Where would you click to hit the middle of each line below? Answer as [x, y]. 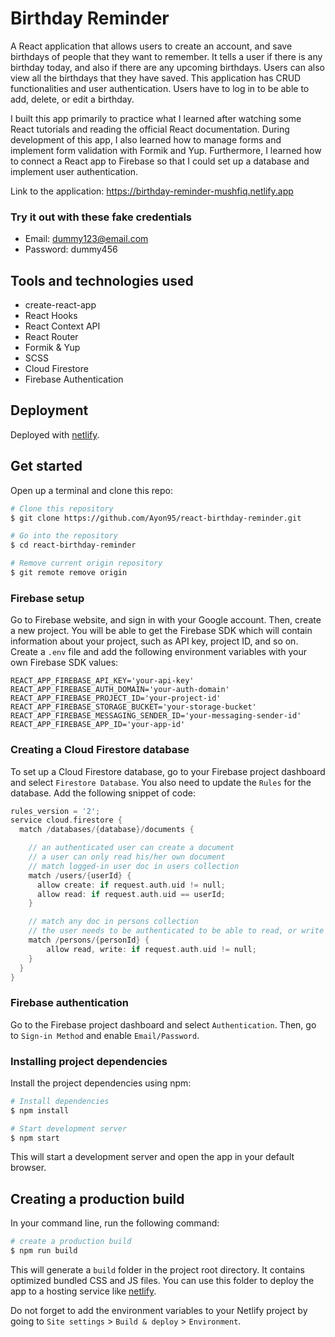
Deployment [49, 410]
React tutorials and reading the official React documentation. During [150, 129]
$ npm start [35, 1138]
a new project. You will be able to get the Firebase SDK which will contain [161, 631]
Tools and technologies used [102, 280]
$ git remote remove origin [69, 573]
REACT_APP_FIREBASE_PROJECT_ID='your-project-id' [116, 698]
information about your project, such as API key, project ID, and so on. [154, 641]
